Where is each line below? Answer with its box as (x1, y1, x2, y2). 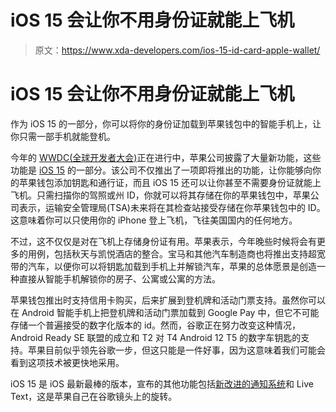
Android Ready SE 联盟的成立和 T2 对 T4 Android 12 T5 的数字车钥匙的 (10, 331, 302, 343)
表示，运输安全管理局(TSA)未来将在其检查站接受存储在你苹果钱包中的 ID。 (18, 201, 326, 213)
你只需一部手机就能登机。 (10, 130, 116, 142)
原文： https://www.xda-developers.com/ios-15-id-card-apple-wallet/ (34, 44, 321, 56)
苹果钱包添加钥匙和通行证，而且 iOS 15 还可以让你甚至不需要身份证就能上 (18, 176, 322, 188)
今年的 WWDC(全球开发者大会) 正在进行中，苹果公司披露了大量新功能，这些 (10, 151, 322, 163)
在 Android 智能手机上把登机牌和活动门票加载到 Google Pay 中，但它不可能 (10, 306, 320, 318)
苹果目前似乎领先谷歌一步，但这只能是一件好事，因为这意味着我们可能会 (27, 344, 326, 356)
